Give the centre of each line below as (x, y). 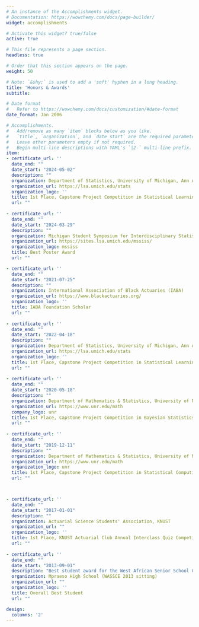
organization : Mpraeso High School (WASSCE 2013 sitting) (85, 577)
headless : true (25, 55)
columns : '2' (28, 615)
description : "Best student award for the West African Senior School (100, 571)
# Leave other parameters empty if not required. (71, 142)
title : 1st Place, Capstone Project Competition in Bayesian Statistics (103, 418)
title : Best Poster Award (44, 253)
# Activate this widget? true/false (51, 33)
